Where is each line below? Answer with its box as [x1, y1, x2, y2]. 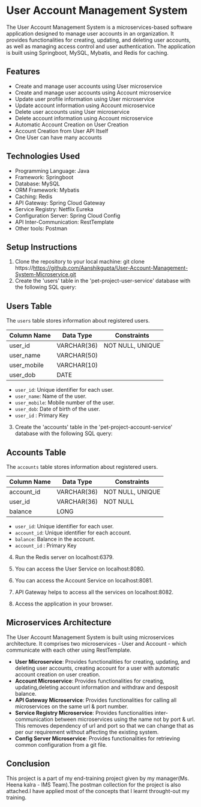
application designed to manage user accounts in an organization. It [6, 29, 174, 37]
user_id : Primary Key [14, 412, 69, 419]
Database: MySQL [14, 180, 60, 187]
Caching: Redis [14, 193, 53, 200]
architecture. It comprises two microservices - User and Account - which [6, 640, 187, 647]
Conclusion [6, 759, 50, 769]
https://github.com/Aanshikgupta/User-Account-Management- [32, 264, 188, 271]
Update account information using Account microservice [14, 102, 155, 109]
